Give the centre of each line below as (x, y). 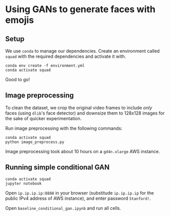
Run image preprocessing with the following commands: (64, 128)
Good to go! (18, 79)
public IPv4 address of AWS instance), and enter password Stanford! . (78, 198)
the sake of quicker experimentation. (44, 118)
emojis (20, 20)
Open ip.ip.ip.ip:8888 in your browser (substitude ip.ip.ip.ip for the (80, 193)
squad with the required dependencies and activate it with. (66, 56)
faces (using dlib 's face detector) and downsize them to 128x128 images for (85, 113)
